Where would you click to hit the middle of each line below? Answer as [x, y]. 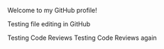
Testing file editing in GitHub [49, 24]
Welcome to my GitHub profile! [52, 10]
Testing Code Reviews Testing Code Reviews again [82, 38]
